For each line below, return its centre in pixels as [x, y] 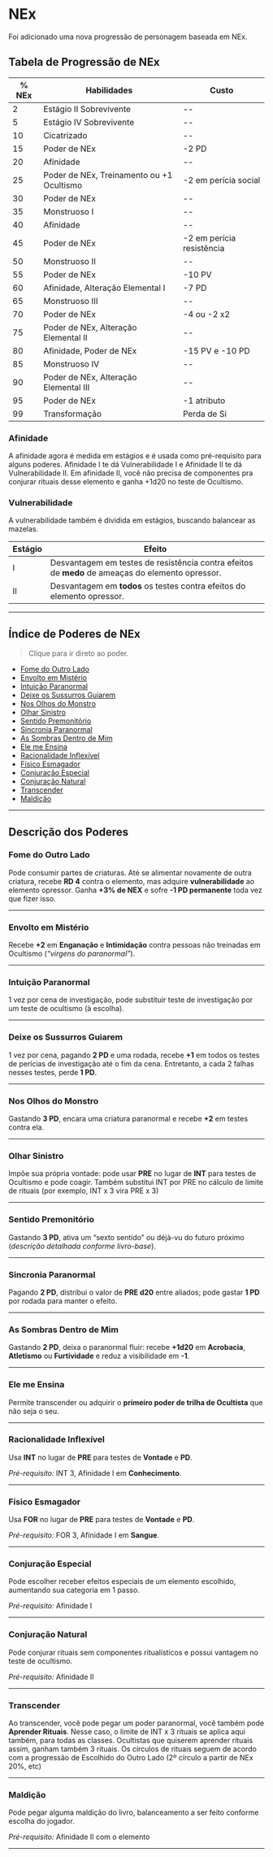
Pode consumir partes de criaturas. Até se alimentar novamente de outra [130, 872]
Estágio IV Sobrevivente [89, 122]
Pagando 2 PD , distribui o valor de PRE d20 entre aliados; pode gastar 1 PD [134, 1292]
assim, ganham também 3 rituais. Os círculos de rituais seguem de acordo [133, 1749]
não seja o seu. [34, 1411]
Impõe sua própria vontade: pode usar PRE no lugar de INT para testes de [132, 1174]
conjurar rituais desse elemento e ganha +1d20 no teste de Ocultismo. [126, 482]
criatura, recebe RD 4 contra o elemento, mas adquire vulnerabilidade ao [131, 881]
